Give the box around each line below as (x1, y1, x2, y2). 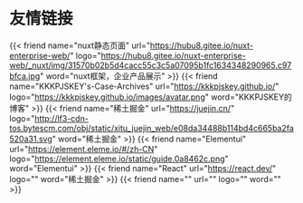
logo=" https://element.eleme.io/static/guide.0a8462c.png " (9, 153, 229, 164)
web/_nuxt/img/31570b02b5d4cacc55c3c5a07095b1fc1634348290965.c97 (9, 60, 292, 71)
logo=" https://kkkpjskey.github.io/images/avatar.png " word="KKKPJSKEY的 (9, 92, 292, 102)
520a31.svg (9, 133, 52, 144)
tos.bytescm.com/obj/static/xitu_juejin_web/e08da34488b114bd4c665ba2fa (9, 122, 294, 133)
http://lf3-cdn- (34, 112, 89, 123)
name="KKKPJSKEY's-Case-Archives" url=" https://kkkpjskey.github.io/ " (9, 81, 279, 92)
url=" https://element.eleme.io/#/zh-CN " (9, 143, 158, 154)
